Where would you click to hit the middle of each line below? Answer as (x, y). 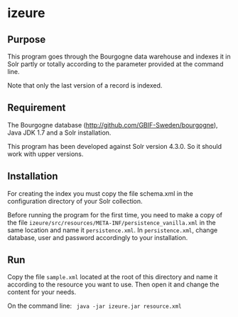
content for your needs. (42, 292)
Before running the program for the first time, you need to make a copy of (115, 214)
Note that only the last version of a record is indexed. (85, 85)
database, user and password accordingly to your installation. (98, 237)
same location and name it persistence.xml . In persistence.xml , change (113, 230)
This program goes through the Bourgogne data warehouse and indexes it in (119, 56)
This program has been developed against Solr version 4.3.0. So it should (115, 146)
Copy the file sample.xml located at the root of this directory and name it (113, 277)
